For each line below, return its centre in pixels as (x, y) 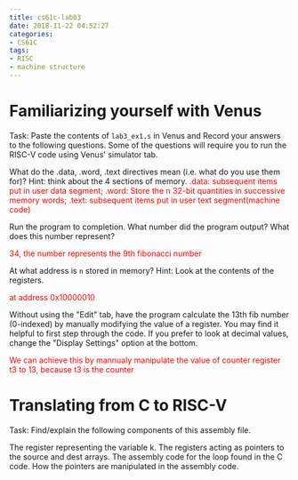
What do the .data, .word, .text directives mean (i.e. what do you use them (145, 172)
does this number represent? (62, 236)
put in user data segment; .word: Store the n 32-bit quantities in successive (147, 190)
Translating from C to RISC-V (118, 405)
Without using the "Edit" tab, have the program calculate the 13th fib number (149, 314)
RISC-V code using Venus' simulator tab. (84, 154)
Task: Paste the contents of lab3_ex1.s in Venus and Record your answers (145, 135)
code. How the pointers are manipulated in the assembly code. (124, 466)
